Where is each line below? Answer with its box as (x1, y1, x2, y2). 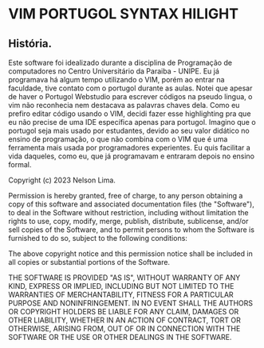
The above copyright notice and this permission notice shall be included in (8, 249, 253, 258)
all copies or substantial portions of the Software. (8, 258, 170, 266)
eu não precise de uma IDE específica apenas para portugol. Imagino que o (8, 118, 257, 126)
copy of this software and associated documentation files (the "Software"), (8, 199, 255, 209)
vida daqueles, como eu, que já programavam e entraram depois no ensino (8, 151, 255, 161)
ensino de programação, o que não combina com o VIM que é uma (8, 134, 228, 144)
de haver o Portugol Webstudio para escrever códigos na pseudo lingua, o (8, 92, 253, 101)
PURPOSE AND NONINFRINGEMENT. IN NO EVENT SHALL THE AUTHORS (8, 298, 254, 308)
